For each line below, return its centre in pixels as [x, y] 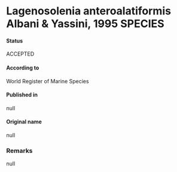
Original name [24, 122]
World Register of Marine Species [48, 81]
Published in [22, 95]
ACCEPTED [20, 54]
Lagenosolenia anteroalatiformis [89, 11]
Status [15, 41]
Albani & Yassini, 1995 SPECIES [85, 24]
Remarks [19, 150]
